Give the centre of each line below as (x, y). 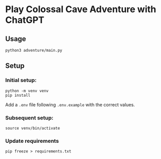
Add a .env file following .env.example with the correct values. (70, 104)
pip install (18, 95)
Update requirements (32, 141)
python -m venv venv (27, 91)
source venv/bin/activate (33, 128)
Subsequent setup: (29, 117)
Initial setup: (21, 81)
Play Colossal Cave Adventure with (81, 9)
